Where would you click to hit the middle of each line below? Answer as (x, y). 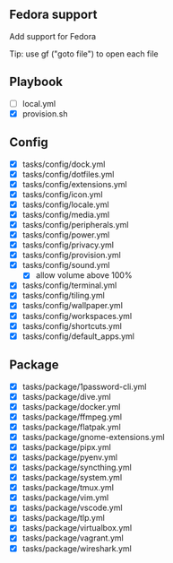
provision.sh (45, 113)
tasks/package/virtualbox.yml (77, 528)
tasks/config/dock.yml (64, 164)
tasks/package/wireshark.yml (77, 548)
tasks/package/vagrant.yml (73, 538)
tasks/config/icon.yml (62, 194)
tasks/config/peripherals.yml (75, 224)
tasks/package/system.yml (72, 478)
